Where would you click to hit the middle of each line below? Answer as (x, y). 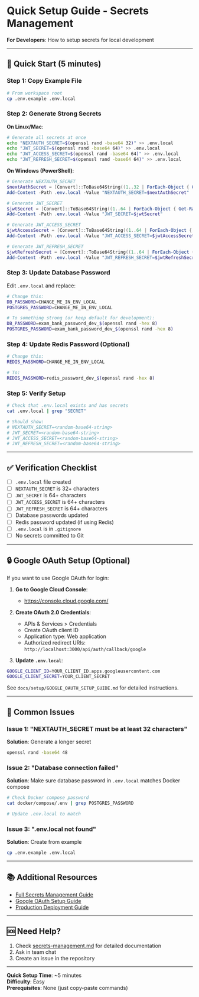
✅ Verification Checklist (52, 467)
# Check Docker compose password (48, 798)
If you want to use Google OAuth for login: (58, 578)
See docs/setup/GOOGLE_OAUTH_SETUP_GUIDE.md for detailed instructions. (93, 688)
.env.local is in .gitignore (48, 529)
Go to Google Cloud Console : (51, 589)
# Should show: (25, 422)
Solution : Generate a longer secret (49, 742)
